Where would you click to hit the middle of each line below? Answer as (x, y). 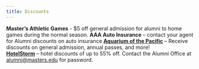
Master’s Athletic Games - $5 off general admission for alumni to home (94, 28)
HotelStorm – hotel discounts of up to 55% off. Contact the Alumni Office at (99, 53)
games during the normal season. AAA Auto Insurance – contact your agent (100, 34)
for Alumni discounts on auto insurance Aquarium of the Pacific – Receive (97, 41)
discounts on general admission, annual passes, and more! (78, 47)
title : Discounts (28, 11)
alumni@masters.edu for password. (50, 60)
